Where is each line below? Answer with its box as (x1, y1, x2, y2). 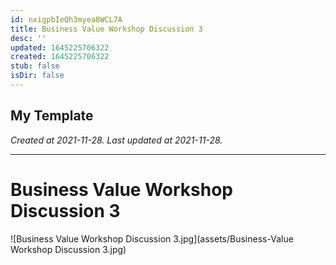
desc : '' (10, 33, 47, 43)
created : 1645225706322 (10, 52, 110, 62)
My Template (10, 107, 94, 125)
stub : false (10, 61, 60, 71)
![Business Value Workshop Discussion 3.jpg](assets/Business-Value (10, 232, 294, 245)
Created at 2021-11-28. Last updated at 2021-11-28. (10, 134, 223, 146)
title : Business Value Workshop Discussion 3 (10, 24, 203, 34)
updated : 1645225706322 (10, 42, 110, 53)
